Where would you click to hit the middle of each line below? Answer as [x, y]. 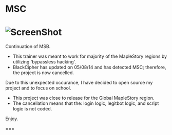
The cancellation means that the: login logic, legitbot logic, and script [86, 103]
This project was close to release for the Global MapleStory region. [83, 98]
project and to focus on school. [38, 88]
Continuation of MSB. [28, 47]
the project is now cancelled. [43, 73]
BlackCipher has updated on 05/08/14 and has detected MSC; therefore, [89, 67]
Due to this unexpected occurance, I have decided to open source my [79, 83]
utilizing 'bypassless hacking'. [44, 62]
